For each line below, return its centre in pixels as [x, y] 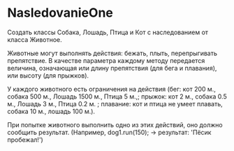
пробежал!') [25, 139]
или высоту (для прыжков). [48, 75]
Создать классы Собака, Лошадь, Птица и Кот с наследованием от [108, 32]
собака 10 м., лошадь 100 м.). [51, 111]
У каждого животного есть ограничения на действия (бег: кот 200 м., [112, 89]
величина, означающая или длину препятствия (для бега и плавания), [112, 68]
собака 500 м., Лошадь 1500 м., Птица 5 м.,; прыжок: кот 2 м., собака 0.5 [117, 96]
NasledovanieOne [60, 13]
